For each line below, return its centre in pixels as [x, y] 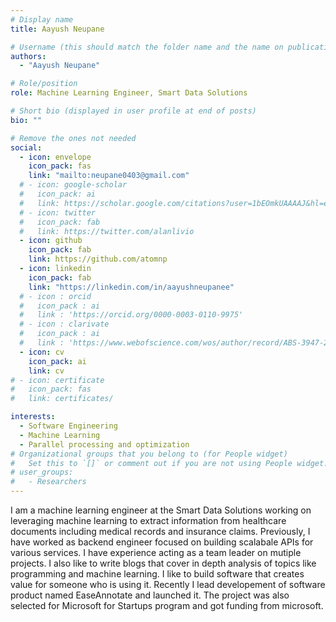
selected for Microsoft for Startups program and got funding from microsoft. [167, 605]
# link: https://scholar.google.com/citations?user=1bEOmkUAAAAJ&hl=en [176, 203]
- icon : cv [42, 352]
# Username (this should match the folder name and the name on [147, 47]
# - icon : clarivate [64, 324]
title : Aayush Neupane [57, 29]
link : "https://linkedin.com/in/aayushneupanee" [131, 287]
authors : [28, 56]
